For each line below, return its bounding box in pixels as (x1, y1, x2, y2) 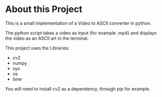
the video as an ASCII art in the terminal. (5, 35, 89, 41)
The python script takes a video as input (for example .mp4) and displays (5, 30, 157, 36)
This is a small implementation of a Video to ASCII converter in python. (5, 20, 151, 26)
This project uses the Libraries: (5, 45, 69, 51)
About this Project (5, 4, 83, 15)
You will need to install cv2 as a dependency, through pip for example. (5, 85, 151, 91)
